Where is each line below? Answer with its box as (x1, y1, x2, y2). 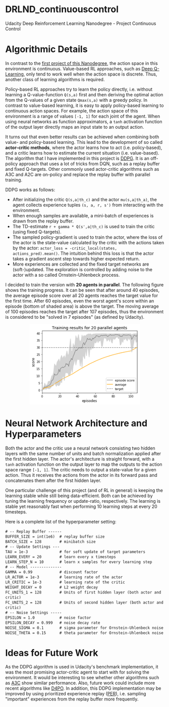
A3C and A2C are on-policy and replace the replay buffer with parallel (5, 171, 150, 177)
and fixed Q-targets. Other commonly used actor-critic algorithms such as (5, 166, 159, 172)
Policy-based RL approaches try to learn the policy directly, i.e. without (5, 86, 153, 92)
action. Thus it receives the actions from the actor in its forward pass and (5, 472, 157, 478)
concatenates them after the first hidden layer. (5, 477, 102, 483)
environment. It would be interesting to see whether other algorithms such (5, 675, 159, 681)
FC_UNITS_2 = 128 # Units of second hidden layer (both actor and (5, 600, 164, 605)
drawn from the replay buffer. (12, 218, 74, 224)
